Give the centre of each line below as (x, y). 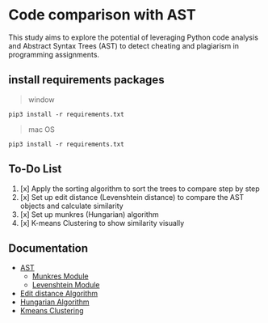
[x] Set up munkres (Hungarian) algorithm (89, 214)
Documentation (48, 248)
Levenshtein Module (66, 285)
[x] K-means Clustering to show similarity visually (102, 223)
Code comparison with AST (102, 15)
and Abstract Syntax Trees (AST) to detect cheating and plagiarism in (124, 45)
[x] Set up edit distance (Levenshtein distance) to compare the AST (132, 197)
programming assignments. (54, 54)
